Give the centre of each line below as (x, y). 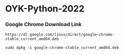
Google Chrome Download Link (44, 24)
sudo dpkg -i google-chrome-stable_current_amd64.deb (62, 48)
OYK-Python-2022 (45, 9)
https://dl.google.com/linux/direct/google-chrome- (60, 35)
